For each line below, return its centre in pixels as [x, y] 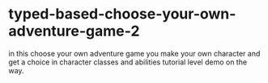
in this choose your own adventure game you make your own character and [134, 53]
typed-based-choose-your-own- [122, 14]
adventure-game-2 [74, 31]
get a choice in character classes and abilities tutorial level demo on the [128, 62]
